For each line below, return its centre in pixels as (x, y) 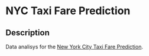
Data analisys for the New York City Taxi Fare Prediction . (74, 47)
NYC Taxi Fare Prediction (68, 11)
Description (27, 33)
